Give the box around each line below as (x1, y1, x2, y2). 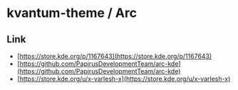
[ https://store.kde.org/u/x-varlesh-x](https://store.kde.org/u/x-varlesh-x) (16, 74, 231, 83)
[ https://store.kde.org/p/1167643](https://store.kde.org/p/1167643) (16, 52, 212, 60)
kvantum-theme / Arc (6, 5, 137, 21)
